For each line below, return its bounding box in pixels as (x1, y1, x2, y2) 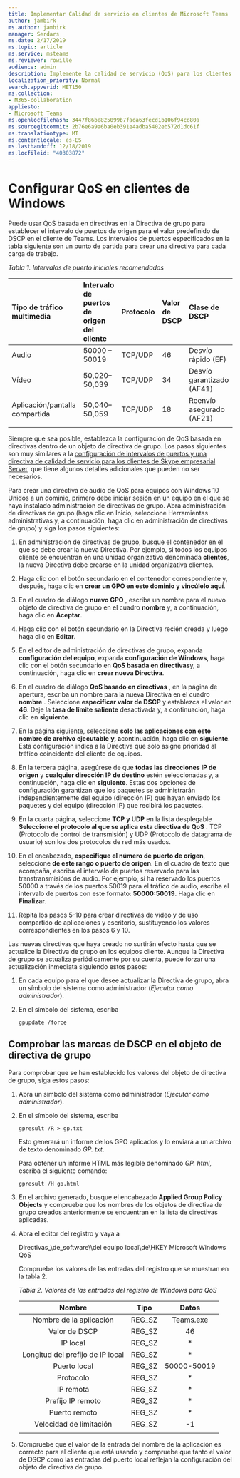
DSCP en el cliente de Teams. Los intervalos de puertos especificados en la (8, 234, 230, 242)
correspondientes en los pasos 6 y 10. (18, 925, 130, 934)
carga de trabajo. (8, 249, 59, 257)
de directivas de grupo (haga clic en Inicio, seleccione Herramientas (8, 508, 209, 517)
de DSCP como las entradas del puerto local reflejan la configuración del (18, 1455, 232, 1464)
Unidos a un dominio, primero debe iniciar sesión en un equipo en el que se (8, 493, 230, 502)
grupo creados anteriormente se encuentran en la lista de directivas (18, 1208, 218, 1216)
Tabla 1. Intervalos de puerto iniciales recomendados (8, 263, 165, 272)
